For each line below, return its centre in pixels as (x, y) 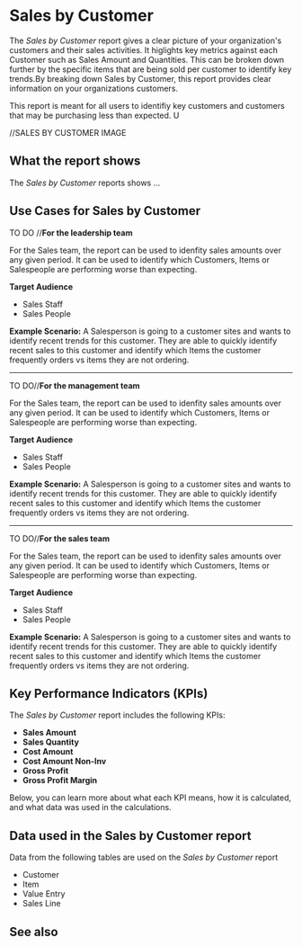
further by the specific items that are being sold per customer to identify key (151, 69)
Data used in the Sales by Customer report (130, 836)
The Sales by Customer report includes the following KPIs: (117, 715)
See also (34, 932)
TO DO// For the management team (75, 385)
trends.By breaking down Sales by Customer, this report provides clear (141, 78)
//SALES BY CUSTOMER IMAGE (68, 132)
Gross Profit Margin (60, 781)
